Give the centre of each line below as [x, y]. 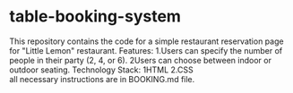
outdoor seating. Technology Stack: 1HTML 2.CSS [102, 70]
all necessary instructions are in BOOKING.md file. [102, 79]
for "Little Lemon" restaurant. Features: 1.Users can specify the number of [146, 50]
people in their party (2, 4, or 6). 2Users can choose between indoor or [140, 60]
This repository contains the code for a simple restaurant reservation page [146, 41]
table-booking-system [95, 17]
